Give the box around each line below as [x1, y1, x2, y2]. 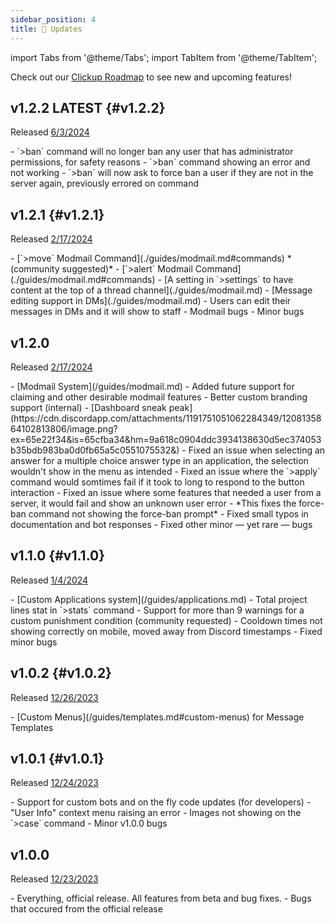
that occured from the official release [10, 903, 163, 915]
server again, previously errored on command [10, 177, 200, 190]
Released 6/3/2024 [10, 126, 90, 138]
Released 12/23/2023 [10, 873, 99, 885]
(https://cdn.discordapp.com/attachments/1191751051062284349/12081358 [10, 412, 322, 424]
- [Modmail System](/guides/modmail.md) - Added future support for [10, 380, 295, 392]
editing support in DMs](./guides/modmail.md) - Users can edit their [10, 295, 292, 307]
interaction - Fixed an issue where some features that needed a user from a [10, 486, 322, 498]
